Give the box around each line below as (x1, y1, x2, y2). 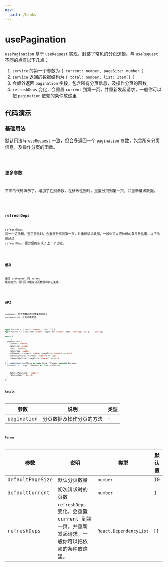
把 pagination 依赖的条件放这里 (12, 93, 77, 99)
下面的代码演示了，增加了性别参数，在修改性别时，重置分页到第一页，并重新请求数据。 (5, 189, 158, 194)
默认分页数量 (57, 477, 88, 483)
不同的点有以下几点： (5, 57, 49, 63)
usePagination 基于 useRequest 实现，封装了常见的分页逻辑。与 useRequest (5, 51, 159, 57)
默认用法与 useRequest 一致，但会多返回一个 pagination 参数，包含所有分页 (5, 137, 160, 144)
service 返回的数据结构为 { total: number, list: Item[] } (12, 74, 135, 80)
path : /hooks (9, 12, 37, 17)
